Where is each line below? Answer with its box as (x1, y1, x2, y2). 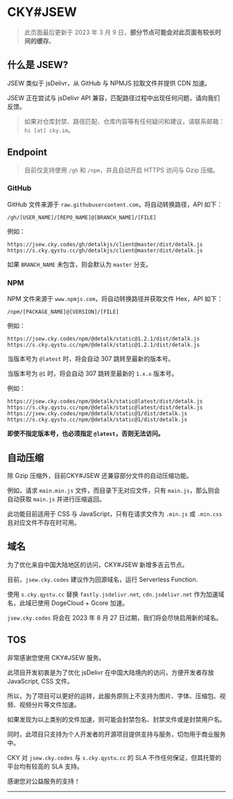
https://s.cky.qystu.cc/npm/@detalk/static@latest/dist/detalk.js (7, 404, 203, 411)
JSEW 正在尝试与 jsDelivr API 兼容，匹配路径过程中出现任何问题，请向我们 (7, 93, 221, 102)
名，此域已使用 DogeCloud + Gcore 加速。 (7, 599, 129, 607)
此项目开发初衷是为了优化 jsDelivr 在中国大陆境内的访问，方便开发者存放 (7, 668, 214, 677)
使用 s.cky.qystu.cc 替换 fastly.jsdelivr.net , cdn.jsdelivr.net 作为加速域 (7, 590, 225, 598)
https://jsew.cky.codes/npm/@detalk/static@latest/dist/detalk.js (7, 398, 203, 405)
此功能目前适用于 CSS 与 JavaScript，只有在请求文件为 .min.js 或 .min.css (7, 509, 223, 518)
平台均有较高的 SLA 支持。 (7, 762, 83, 770)
